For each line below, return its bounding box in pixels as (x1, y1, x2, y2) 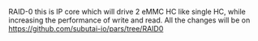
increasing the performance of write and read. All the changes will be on (8, 15, 251, 25)
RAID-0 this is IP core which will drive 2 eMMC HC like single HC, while (8, 7, 246, 16)
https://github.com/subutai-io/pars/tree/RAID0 (8, 24, 164, 33)
